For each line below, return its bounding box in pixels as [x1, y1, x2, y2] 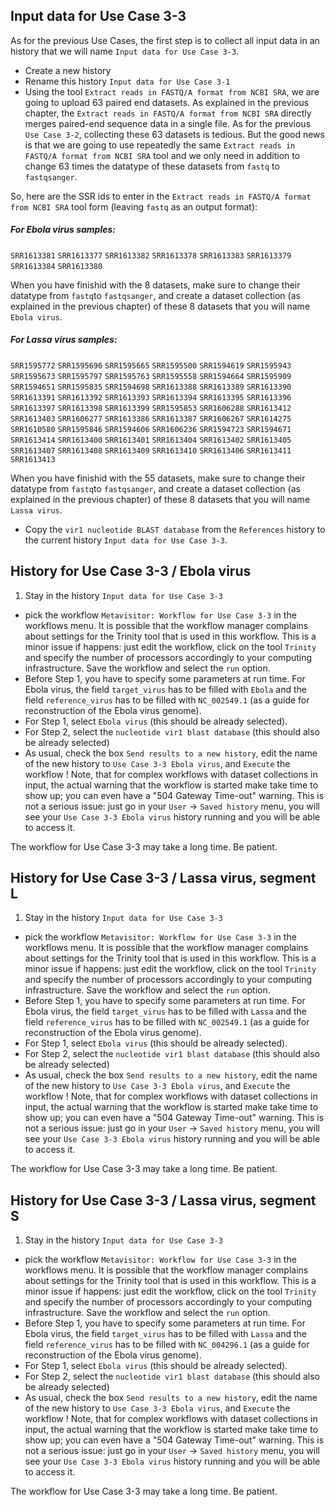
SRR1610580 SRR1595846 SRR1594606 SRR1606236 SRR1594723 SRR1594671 [10, 424, 292, 434]
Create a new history [24, 64, 112, 76]
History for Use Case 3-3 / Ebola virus [10, 563, 252, 580]
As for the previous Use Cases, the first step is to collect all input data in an [10, 34, 320, 46]
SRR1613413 [10, 454, 56, 464]
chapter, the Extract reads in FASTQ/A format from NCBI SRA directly [24, 107, 312, 119]
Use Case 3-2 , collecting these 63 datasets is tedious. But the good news [24, 128, 325, 140]
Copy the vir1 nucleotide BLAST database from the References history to [24, 523, 326, 535]
